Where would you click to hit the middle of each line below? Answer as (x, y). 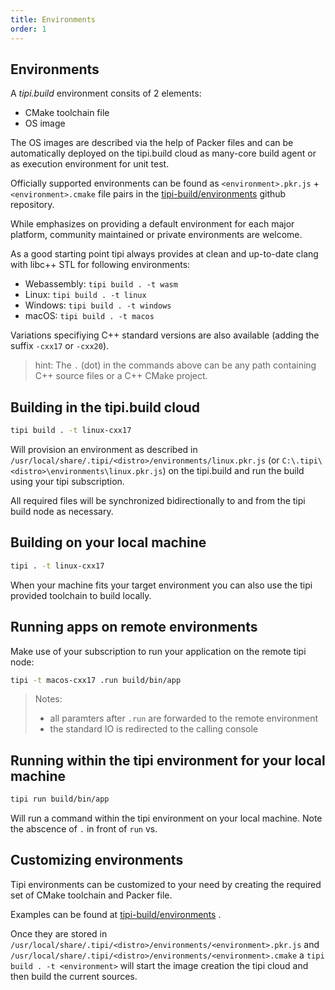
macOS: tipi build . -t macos (89, 316)
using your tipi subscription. (67, 481)
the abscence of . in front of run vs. (84, 829)
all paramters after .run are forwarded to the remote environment (184, 718)
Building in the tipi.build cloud (105, 407)
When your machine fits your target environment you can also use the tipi (161, 585)
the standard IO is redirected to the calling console (153, 729)
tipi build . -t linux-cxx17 (71, 431)
